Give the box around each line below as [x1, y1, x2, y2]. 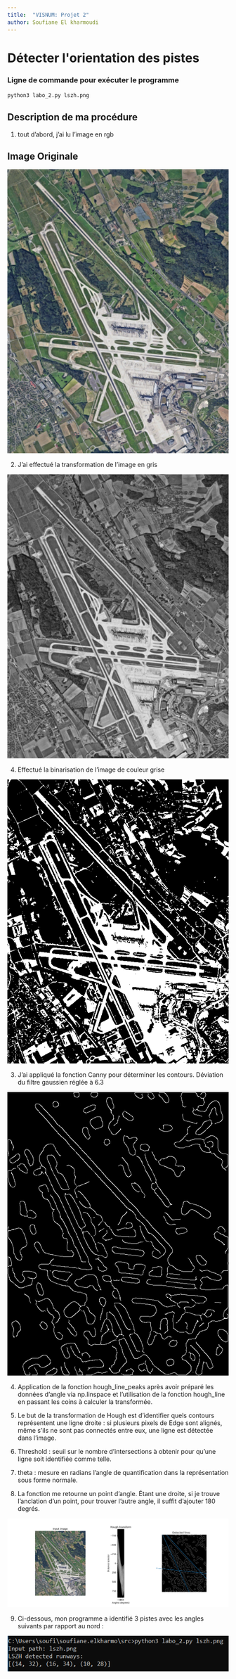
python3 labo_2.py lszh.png [7, 91, 90, 98]
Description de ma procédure [7, 111, 138, 123]
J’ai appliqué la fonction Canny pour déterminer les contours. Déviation [17, 1070, 223, 1079]
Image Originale [7, 151, 79, 162]
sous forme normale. [17, 1476, 79, 1484]
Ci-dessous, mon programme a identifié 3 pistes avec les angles [17, 1614, 204, 1623]
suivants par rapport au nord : [17, 1621, 104, 1630]
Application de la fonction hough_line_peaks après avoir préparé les [17, 1383, 214, 1391]
